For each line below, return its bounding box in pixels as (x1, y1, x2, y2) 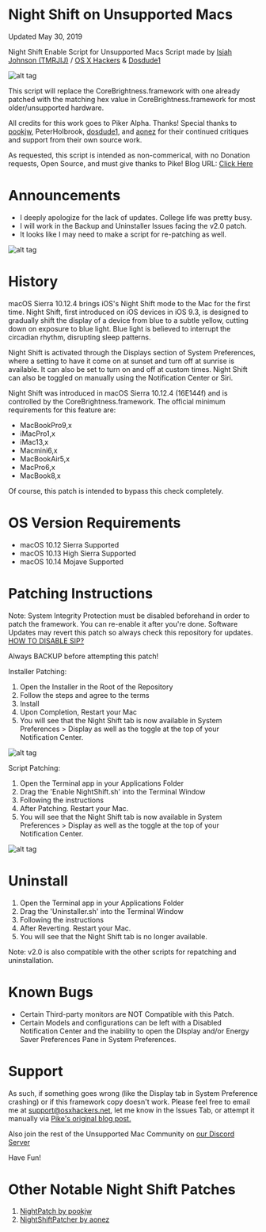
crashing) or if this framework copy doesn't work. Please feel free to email (8, 1097, 251, 1106)
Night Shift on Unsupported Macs (8, 6, 234, 24)
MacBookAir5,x (19, 453, 70, 464)
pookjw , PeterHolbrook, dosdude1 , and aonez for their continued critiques (8, 127, 249, 136)
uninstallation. (8, 955, 54, 965)
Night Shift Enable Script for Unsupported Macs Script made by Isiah (8, 47, 232, 56)
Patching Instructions (8, 584, 153, 602)
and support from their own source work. (8, 135, 142, 144)
